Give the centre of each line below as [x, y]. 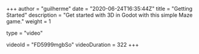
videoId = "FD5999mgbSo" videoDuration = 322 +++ [73, 45]
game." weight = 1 [29, 21]
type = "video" [25, 33]
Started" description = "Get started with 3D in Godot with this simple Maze [99, 15]
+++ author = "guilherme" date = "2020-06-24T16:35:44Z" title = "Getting [99, 9]
